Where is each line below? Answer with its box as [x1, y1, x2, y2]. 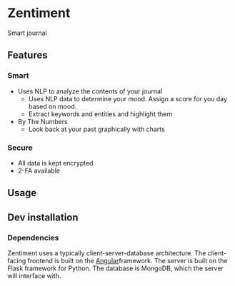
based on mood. [28, 102, 77, 111]
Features [7, 49, 48, 61]
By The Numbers [17, 117, 68, 126]
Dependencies [7, 233, 59, 242]
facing [7, 257, 26, 265]
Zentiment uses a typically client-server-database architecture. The [7, 249, 206, 257]
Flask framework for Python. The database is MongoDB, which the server [7, 264, 224, 272]
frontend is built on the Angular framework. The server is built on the [27, 257, 228, 265]
